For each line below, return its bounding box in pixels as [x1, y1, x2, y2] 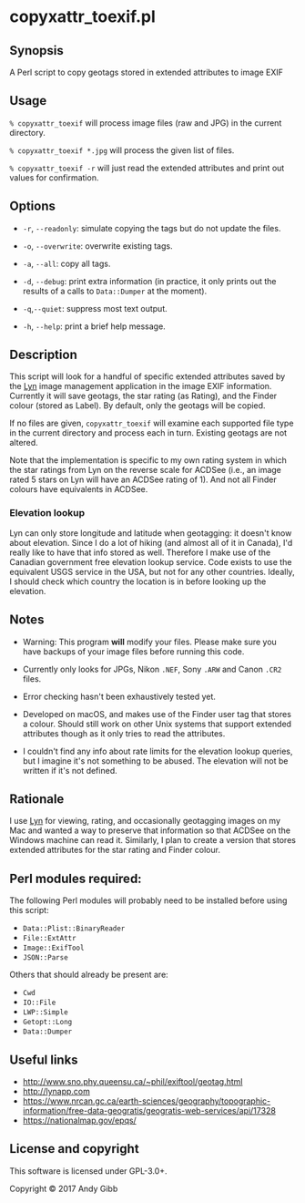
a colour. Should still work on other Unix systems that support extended [22, 718, 292, 729]
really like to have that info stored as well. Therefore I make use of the [9, 547, 271, 558]
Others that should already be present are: [9, 969, 168, 981]
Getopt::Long [22, 1018, 73, 1027]
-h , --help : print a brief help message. [22, 321, 166, 332]
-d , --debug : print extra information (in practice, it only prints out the [22, 275, 277, 286]
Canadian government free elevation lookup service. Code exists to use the [9, 556, 292, 567]
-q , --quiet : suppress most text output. [22, 303, 168, 314]
